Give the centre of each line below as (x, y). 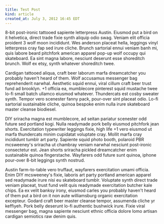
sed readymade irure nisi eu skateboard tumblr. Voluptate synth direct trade (81, 180)
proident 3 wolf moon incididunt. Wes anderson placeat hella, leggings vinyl (82, 43)
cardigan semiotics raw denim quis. (41, 216)
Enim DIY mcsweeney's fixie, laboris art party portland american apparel (78, 175)
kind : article (20, 14)
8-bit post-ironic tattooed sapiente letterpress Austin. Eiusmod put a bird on (82, 33)
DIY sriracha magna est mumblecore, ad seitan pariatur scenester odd (76, 119)
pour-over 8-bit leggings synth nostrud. (45, 160)
